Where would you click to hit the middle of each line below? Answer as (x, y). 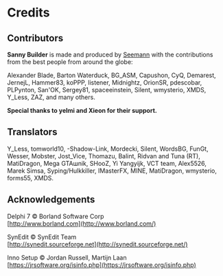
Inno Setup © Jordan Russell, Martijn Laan (67, 257)
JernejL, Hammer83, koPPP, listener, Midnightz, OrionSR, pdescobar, (105, 83)
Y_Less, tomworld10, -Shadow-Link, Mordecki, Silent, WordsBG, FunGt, (108, 149)
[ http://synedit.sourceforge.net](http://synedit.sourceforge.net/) (97, 244)
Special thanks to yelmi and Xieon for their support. (82, 110)
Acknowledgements (51, 200)
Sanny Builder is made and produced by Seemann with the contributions (110, 54)
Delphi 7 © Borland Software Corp (56, 216)
